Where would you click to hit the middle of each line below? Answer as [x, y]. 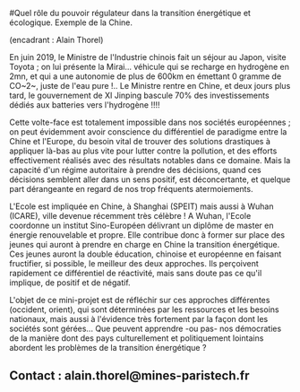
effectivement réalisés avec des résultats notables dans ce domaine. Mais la [150, 160]
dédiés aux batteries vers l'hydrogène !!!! [85, 105]
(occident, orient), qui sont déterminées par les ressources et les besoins [144, 309]
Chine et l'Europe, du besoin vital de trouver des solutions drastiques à [140, 141]
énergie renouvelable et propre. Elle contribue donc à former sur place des [147, 235]
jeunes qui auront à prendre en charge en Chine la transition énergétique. [145, 244]
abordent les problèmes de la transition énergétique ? [108, 348]
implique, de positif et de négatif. [70, 283]
